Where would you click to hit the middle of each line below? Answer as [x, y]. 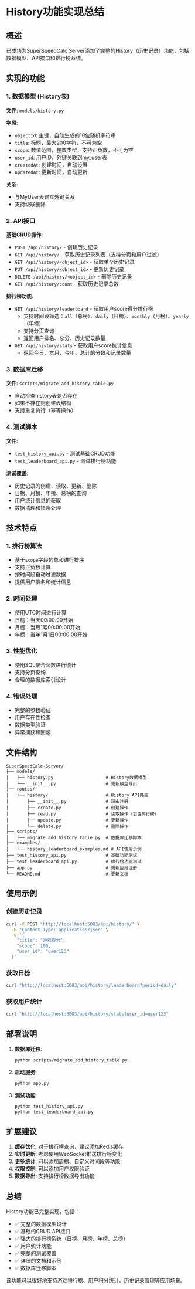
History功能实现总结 [55, 12]
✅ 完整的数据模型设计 [41, 1224]
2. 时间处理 [22, 599]
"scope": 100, [34, 946]
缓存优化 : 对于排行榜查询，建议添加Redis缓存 [69, 1146]
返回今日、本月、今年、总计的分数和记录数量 [77, 352]
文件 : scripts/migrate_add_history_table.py [60, 383]
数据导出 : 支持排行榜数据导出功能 [54, 1176]
